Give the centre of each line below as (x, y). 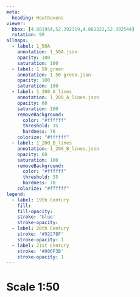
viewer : (16, 23)
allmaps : (17, 40)
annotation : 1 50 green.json (54, 75)
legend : (16, 194)
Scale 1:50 (33, 287)
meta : (13, 12)
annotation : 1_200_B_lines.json (58, 148)
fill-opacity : (35, 211)
